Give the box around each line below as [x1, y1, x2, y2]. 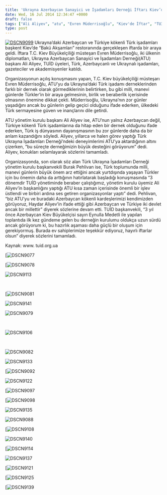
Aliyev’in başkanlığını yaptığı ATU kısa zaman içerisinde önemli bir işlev [5, 185, 151, 191]
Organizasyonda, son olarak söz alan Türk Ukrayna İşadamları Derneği [5, 159, 150, 165]
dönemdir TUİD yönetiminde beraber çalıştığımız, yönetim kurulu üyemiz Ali [5, 180, 160, 186]
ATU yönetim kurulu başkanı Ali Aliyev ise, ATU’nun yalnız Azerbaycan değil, [5, 117, 162, 123]
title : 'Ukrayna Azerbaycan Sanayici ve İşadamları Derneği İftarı [5, 7, 148, 12]
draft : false [5, 16, 32, 21]
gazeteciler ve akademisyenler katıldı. [5, 66, 83, 72]
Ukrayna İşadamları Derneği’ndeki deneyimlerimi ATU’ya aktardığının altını [5, 138, 157, 145]
